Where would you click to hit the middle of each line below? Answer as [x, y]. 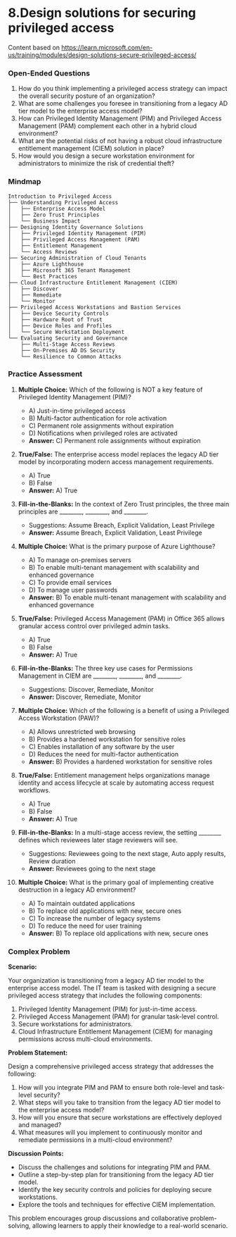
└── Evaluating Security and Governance [68, 338]
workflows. [34, 790]
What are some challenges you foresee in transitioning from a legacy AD [123, 104]
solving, [19, 1226]
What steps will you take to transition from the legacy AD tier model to [119, 1102]
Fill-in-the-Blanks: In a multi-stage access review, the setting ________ [120, 832]
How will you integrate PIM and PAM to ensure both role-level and [113, 1088]
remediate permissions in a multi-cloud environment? [95, 1140]
